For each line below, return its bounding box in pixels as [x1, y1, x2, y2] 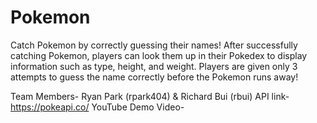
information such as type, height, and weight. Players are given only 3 [10, 60, 298, 72]
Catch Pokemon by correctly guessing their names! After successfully [10, 39, 298, 51]
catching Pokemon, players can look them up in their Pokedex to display [10, 49, 308, 61]
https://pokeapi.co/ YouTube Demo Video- [10, 101, 185, 113]
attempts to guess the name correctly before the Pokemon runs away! [10, 71, 299, 83]
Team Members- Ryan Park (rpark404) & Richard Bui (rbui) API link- [10, 90, 290, 102]
